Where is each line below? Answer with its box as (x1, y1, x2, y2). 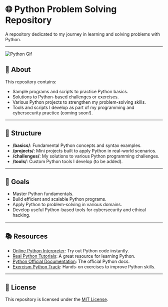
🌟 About (5, 65, 31, 74)
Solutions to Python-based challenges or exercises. (12, 94, 119, 100)
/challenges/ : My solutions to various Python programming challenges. (12, 153, 159, 159)
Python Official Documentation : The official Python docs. (12, 258, 130, 264)
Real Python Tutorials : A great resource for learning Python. (12, 253, 135, 259)
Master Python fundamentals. (12, 191, 74, 197)
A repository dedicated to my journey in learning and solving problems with (5, 31, 160, 37)
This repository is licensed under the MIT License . (5, 296, 108, 302)
